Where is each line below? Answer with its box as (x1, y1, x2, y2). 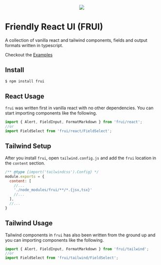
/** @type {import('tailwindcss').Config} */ (5, 169, 99, 174)
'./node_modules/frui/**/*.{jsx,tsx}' (14, 187, 92, 193)
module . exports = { (5, 174, 45, 179)
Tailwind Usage (5, 219, 53, 228)
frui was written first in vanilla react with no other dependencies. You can (5, 105, 154, 111)
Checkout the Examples (5, 51, 53, 58)
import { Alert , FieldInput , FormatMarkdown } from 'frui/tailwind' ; (5, 247, 149, 251)
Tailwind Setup (5, 142, 52, 150)
